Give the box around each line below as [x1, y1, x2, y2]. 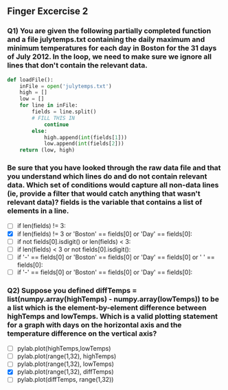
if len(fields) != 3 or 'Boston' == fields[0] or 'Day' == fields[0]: [16, 229, 192, 238]
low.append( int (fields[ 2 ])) [43, 141, 125, 147]
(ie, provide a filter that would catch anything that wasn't [7, 189, 201, 198]
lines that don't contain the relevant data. [7, 61, 148, 70]
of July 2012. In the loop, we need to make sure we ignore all [7, 52, 212, 61]
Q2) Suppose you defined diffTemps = [7, 285, 137, 295]
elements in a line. [7, 206, 69, 216]
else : [32, 127, 48, 134]
